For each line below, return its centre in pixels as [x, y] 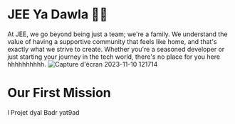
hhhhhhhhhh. [27, 64]
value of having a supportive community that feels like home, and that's [112, 41]
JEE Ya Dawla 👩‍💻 [58, 15]
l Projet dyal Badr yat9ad [43, 112]
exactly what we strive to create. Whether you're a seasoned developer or [116, 49]
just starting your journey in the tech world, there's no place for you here [114, 57]
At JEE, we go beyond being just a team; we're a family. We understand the [117, 34]
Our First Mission [59, 93]
